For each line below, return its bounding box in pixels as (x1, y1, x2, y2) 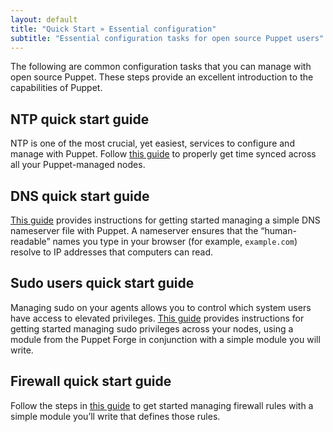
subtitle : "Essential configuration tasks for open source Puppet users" (10, 33, 325, 43)
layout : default (10, 14, 78, 25)
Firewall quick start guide (10, 373, 172, 390)
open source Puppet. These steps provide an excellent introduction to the (10, 71, 314, 83)
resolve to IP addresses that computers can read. (10, 246, 213, 258)
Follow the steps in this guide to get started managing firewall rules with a (10, 399, 314, 411)
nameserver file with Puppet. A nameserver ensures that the (10, 225, 259, 236)
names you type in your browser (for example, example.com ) (52, 236, 298, 247)
